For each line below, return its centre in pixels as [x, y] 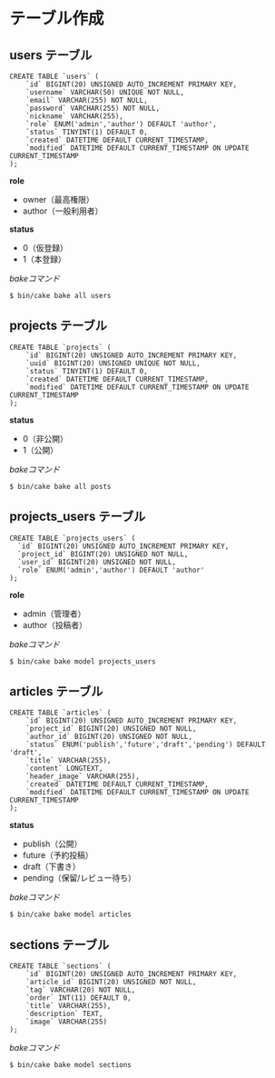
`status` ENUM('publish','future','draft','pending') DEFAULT [146, 745]
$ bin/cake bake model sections [70, 1065]
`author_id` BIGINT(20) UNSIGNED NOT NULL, [109, 737]
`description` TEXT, [64, 1014]
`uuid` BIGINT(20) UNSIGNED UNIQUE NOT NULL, [113, 363]
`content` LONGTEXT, [64, 769]
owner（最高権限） [59, 200]
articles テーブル [56, 692]
